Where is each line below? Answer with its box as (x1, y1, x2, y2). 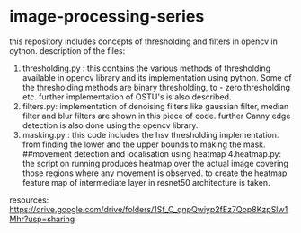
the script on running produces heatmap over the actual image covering (22, 158, 289, 168)
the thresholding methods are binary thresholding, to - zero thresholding (22, 82, 290, 92)
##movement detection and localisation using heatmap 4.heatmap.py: (22, 148, 281, 159)
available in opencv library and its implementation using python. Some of (22, 72, 292, 82)
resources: (9, 194, 49, 205)
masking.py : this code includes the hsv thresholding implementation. (22, 129, 279, 140)
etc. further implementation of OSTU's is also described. (22, 91, 232, 102)
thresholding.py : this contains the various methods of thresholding (22, 63, 271, 73)
